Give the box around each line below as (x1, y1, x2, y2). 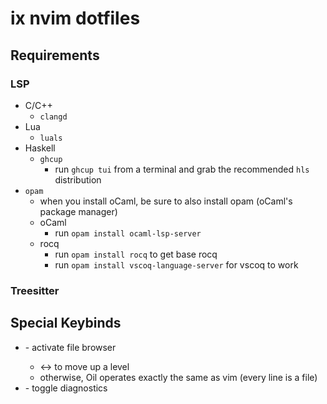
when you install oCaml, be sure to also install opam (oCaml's (39, 195, 293, 207)
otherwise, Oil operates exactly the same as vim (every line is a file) (39, 371, 318, 383)
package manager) (39, 205, 118, 217)
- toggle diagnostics (24, 382, 108, 394)
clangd (39, 112, 68, 122)
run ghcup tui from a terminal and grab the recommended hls (54, 163, 310, 175)
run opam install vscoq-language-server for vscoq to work (54, 258, 299, 271)
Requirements (10, 47, 100, 64)
